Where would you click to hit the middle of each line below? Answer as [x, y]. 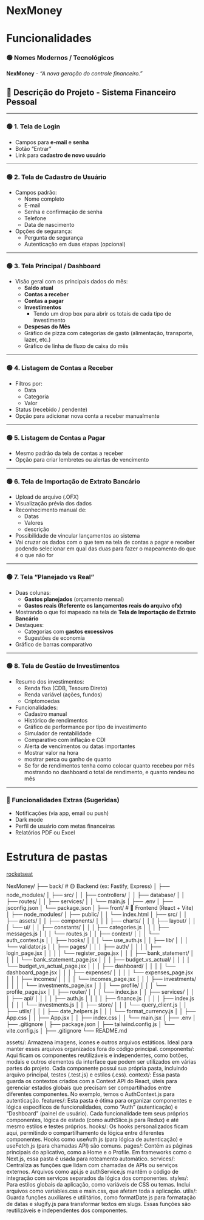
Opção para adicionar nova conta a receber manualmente [87, 416]
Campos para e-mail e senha [52, 142]
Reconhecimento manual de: [51, 510]
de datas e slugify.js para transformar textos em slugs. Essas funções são [99, 1204]
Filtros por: [29, 383]
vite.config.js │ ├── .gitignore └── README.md [67, 1031]
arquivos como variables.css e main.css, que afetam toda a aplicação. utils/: [102, 1191]
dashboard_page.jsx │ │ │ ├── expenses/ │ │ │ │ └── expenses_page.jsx [100, 972]
